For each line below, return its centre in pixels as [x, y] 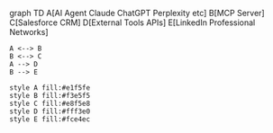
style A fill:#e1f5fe [50, 88]
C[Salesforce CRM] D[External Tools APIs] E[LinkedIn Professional [132, 22]
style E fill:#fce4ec [50, 120]
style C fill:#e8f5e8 [50, 103]
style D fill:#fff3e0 [50, 111]
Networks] [29, 32]
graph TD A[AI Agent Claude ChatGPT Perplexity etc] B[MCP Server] [137, 13]
